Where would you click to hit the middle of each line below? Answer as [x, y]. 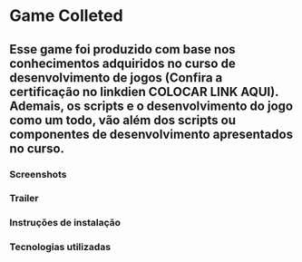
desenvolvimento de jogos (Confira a [116, 78]
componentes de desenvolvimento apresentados [151, 134]
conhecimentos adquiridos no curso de [122, 63]
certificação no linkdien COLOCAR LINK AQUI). [144, 92]
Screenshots [38, 174]
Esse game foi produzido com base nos [122, 49]
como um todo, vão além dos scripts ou [123, 120]
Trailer [24, 199]
